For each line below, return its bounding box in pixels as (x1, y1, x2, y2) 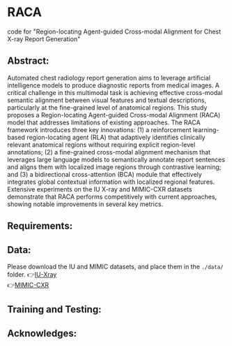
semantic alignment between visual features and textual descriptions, (7, 96, 207, 104)
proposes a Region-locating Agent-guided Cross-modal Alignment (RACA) (7, 110, 221, 119)
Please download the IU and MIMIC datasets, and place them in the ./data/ (7, 262, 224, 271)
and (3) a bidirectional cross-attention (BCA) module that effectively (7, 170, 202, 178)
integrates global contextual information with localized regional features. (7, 178, 215, 186)
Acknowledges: (7, 327, 77, 339)
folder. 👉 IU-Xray (7, 270, 57, 278)
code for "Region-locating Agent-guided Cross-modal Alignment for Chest (7, 27, 222, 36)
